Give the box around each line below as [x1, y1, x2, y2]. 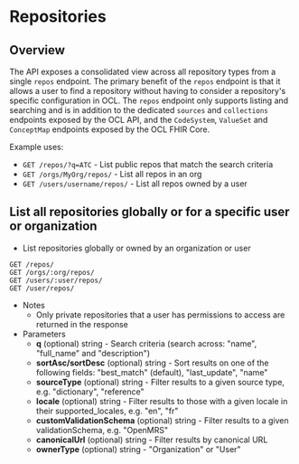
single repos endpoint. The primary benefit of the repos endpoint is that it [9, 76, 281, 87]
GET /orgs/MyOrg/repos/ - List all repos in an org [22, 169, 202, 179]
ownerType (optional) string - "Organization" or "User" [35, 443, 241, 454]
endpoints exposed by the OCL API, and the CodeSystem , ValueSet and [9, 115, 268, 125]
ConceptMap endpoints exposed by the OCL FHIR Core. [9, 124, 210, 135]
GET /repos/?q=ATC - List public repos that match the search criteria [22, 159, 274, 169]
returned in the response [35, 318, 129, 329]
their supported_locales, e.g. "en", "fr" [35, 405, 179, 416]
